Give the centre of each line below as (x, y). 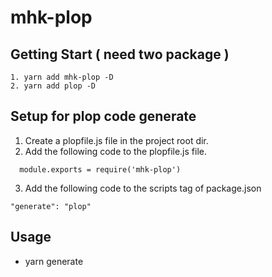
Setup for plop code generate (103, 116)
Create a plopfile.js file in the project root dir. (116, 140)
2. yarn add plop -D (53, 86)
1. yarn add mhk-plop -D (62, 77)
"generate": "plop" (51, 206)
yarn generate (54, 261)
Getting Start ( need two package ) (120, 54)
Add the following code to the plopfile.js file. (115, 151)
